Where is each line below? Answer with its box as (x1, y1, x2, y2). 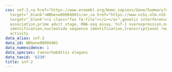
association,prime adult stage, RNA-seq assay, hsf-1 (10, 21, 127, 27)
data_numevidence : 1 (5, 45, 50, 50)
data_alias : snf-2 (5, 36, 45, 41)
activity (10, 31, 29, 36)
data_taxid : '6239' (5, 54, 47, 60)
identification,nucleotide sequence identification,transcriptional (10, 26, 159, 31)
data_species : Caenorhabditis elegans (5, 50, 88, 55)
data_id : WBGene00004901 (5, 41, 58, 46)
